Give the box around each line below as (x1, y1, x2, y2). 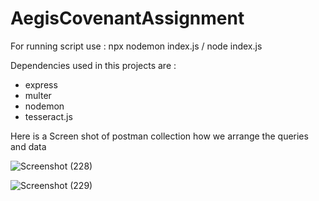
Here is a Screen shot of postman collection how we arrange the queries (10, 130, 309, 142)
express (24, 78, 58, 91)
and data (10, 140, 47, 152)
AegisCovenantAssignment (10, 7, 245, 30)
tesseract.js (24, 110, 73, 122)
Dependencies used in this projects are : (10, 59, 177, 71)
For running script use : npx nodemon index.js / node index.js (10, 40, 263, 52)
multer (24, 89, 52, 101)
